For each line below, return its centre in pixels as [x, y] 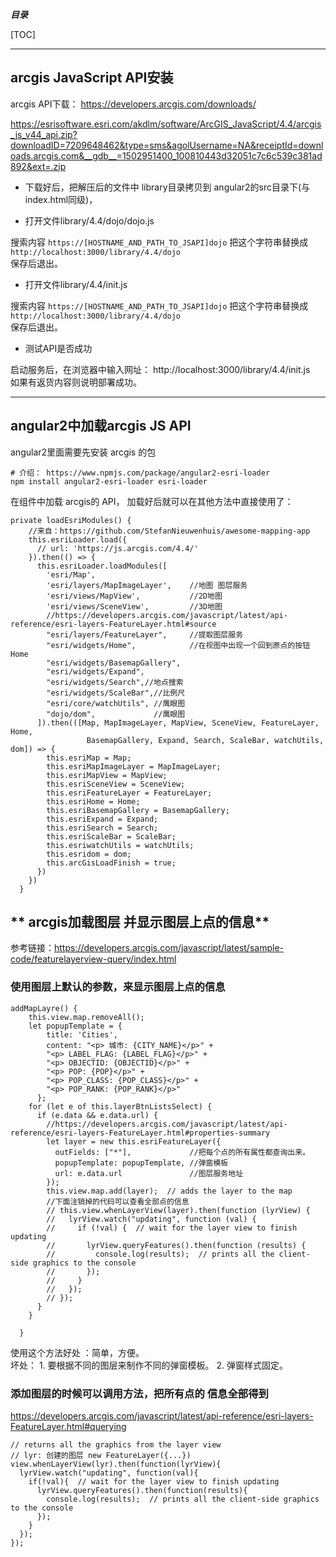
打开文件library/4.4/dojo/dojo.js [89, 220]
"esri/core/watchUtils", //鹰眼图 [116, 703]
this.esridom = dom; [89, 854]
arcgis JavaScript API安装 [92, 78]
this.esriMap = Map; [89, 758]
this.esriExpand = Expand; [102, 819]
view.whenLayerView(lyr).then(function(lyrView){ [116, 1464]
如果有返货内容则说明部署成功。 [76, 382]
